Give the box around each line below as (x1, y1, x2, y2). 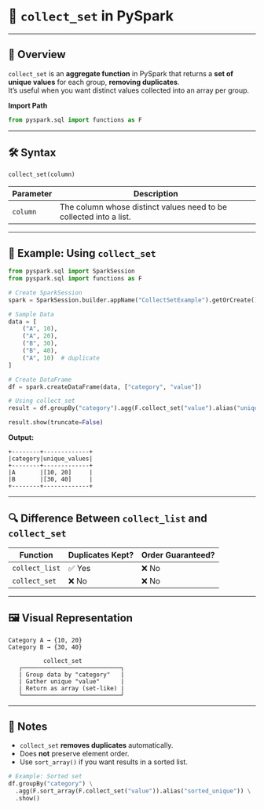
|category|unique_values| (8, 455, 93, 463)
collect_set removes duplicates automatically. (19, 741, 174, 750)
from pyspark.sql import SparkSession (8, 267, 135, 276)
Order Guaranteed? (141, 549, 215, 560)
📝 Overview (8, 48, 66, 61)
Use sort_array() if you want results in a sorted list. (19, 757, 189, 767)
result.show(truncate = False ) (8, 419, 104, 426)
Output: (8, 433, 34, 442)
